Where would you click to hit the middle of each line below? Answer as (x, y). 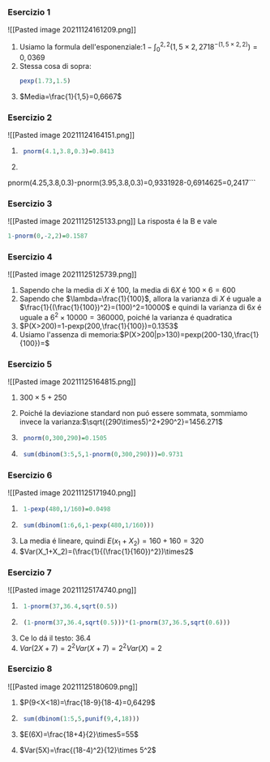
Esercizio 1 (29, 12)
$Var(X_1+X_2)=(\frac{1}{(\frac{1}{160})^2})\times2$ (106, 551)
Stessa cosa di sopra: (55, 66)
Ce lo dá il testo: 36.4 (55, 638)
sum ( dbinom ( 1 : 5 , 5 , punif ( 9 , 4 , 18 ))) (81, 719)
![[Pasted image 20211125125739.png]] (72, 275)
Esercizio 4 (30, 256)
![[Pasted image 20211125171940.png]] (72, 493)
